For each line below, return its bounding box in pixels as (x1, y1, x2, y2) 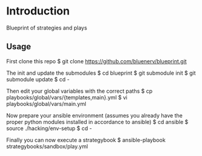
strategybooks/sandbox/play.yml (6, 143, 88, 150)
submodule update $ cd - (6, 75, 70, 83)
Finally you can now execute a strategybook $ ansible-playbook (6, 136, 166, 143)
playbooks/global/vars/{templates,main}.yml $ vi (6, 93, 128, 101)
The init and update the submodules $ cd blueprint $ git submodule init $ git (6, 69, 196, 76)
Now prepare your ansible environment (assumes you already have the (6, 111, 183, 119)
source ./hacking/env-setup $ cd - (6, 125, 93, 132)
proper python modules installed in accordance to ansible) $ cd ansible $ (6, 118, 189, 125)
